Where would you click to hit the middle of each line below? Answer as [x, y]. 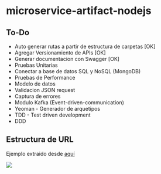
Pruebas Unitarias [36, 65]
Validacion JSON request [45, 90]
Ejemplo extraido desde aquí [40, 153]
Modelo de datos [35, 84]
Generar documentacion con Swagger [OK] [67, 59]
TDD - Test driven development [52, 115]
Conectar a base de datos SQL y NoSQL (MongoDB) [78, 71]
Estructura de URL [40, 140]
